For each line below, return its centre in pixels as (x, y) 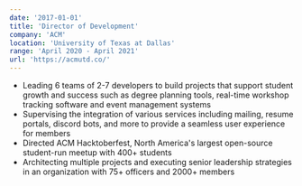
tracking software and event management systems (117, 104)
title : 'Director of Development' (74, 26)
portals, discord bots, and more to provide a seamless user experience (154, 124)
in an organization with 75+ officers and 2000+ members (128, 172)
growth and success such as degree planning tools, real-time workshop (156, 95)
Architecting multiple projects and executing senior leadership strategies (157, 162)
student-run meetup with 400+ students (97, 153)
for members (46, 133)
